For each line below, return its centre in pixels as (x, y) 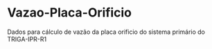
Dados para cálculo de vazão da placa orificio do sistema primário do (106, 32)
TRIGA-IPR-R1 (27, 39)
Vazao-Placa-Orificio (70, 13)
